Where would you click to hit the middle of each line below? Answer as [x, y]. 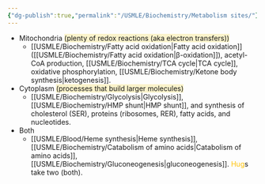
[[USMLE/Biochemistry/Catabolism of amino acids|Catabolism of [136, 147]
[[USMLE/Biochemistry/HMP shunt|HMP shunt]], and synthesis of [138, 105]
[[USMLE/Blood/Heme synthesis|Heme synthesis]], [114, 138]
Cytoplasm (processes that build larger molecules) [101, 88]
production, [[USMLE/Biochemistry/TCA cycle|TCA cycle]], [142, 63]
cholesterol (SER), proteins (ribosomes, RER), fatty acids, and [131, 113]
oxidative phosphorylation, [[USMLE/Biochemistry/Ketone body [134, 71]
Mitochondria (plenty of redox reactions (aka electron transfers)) [124, 38]
